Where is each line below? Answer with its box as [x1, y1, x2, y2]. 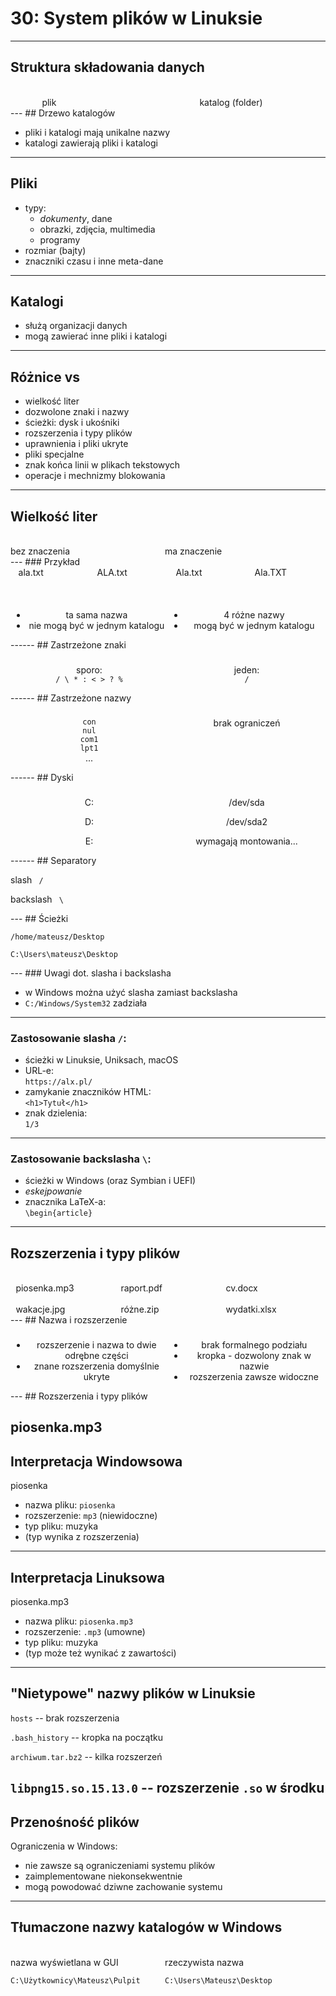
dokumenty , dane [39, 212, 113, 224]
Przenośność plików [10, 1813, 140, 1831]
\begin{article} [24, 1208, 93, 1219]
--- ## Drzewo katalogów [10, 107, 116, 119]
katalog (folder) [199, 96, 263, 108]
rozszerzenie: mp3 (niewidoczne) [24, 1510, 158, 1522]
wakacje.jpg [15, 1303, 66, 1316]
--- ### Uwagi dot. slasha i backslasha [10, 967, 172, 979]
